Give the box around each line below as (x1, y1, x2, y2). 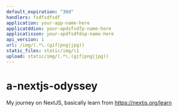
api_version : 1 (6, 37, 44, 43)
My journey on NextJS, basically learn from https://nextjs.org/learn (6, 99, 173, 106)
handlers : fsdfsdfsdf (6, 14, 61, 20)
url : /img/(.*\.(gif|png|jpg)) (6, 43, 85, 49)
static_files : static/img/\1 (6, 48, 79, 54)
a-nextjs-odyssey (6, 79, 98, 93)
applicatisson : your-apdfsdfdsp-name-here (6, 31, 114, 37)
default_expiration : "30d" (6, 8, 74, 15)
